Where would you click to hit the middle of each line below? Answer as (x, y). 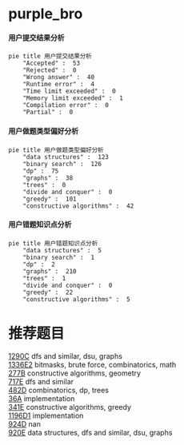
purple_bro (46, 14)
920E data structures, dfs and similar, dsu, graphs (90, 432)
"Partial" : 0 (48, 113)
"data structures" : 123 (66, 157)
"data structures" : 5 (62, 250)
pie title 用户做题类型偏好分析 (56, 150)
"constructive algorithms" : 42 (78, 206)
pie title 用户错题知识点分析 (53, 243)
